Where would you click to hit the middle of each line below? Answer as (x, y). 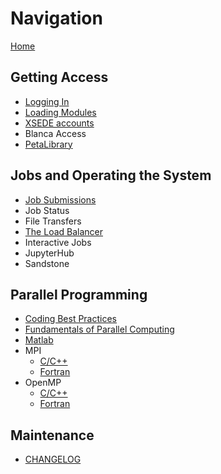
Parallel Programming (79, 294)
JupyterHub (49, 253)
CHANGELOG (53, 459)
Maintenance (52, 435)
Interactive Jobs (58, 242)
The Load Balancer (64, 231)
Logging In (47, 101)
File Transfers (53, 221)
